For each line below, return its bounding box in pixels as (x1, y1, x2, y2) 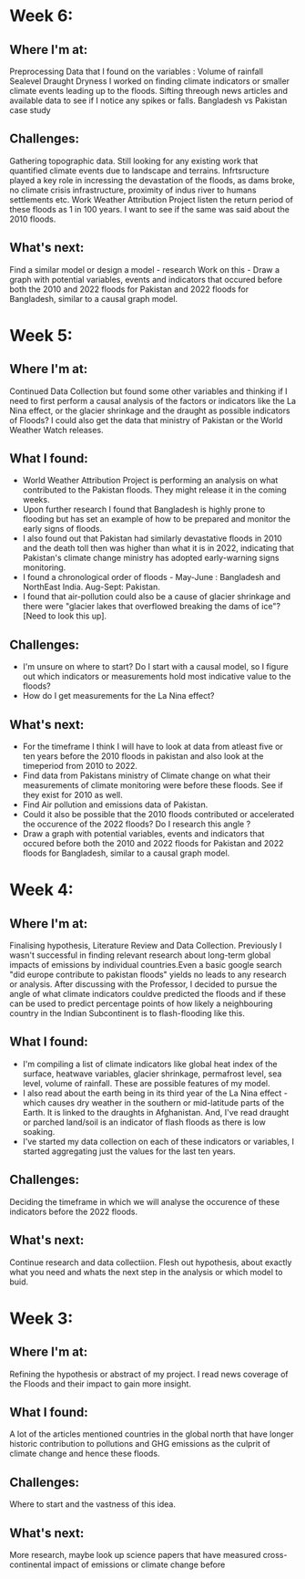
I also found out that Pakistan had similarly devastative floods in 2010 (22, 533, 282, 544)
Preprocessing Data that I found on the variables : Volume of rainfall (9, 66, 264, 77)
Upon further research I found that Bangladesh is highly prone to (22, 504, 266, 515)
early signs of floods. (22, 524, 103, 535)
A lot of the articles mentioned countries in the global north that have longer (9, 1428, 294, 1439)
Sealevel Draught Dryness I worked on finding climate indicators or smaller (9, 76, 290, 87)
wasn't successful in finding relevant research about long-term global (9, 950, 271, 961)
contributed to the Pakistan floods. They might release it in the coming (22, 484, 287, 495)
